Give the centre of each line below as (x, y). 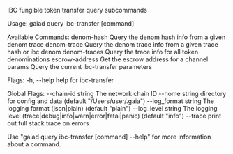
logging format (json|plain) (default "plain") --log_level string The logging (112, 108)
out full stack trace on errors (48, 123)
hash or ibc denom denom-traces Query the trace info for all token (103, 52)
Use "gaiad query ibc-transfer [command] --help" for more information (109, 137)
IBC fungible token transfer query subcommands (77, 10)
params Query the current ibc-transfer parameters (80, 67)
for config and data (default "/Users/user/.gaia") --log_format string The (111, 101)
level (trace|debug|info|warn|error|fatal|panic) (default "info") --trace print (114, 116)
